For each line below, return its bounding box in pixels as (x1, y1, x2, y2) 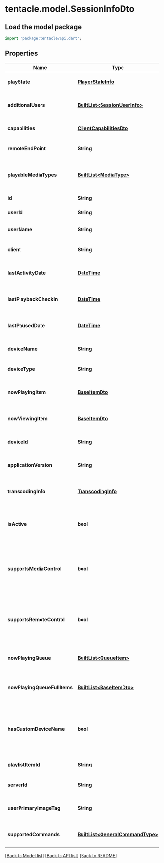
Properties (5, 49, 38, 58)
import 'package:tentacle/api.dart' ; (5, 36, 82, 41)
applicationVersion (7, 461, 53, 468)
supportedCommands (7, 831, 60, 838)
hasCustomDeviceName (7, 725, 65, 732)
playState (7, 78, 31, 85)
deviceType (7, 365, 35, 372)
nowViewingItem (7, 415, 48, 422)
